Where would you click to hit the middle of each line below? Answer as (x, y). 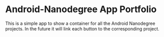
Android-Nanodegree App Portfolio (81, 9)
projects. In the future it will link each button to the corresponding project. (83, 28)
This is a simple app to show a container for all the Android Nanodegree (80, 23)
